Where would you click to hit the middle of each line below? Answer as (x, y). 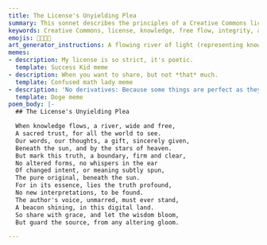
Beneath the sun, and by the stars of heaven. (94, 148)
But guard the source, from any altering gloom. (97, 222)
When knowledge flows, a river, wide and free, (96, 126)
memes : (19, 52)
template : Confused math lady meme (74, 82)
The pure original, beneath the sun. (78, 178)
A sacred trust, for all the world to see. (88, 134)
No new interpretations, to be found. (80, 192)
